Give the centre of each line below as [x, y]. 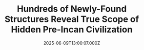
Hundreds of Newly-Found [72, 9]
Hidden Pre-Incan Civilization [72, 30]
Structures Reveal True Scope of [72, 19]
